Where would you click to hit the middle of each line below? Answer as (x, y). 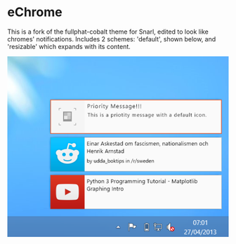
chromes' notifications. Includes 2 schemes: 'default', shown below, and (112, 39)
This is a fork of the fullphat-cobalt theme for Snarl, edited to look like (108, 32)
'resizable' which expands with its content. (69, 46)
